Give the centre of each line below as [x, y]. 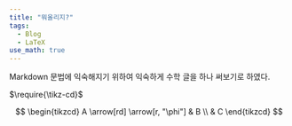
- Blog [29, 34]
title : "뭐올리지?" [41, 17]
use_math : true [37, 51]
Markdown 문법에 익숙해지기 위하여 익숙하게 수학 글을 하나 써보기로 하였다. [140, 77]
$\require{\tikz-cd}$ [46, 95]
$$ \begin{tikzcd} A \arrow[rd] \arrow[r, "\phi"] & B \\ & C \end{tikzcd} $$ [149, 112]
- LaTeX [32, 42]
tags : [19, 26]
